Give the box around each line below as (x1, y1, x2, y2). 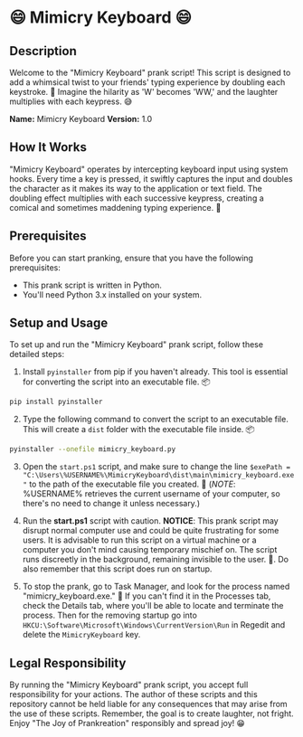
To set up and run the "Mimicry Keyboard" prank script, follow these (9, 339, 264, 350)
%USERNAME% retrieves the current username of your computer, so (22, 488, 280, 499)
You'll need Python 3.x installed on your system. (22, 288, 202, 300)
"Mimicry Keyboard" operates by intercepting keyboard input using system (9, 164, 289, 175)
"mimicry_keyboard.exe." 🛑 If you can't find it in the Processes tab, (22, 591, 271, 601)
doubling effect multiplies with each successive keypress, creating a (9, 193, 264, 203)
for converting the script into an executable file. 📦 (22, 376, 211, 387)
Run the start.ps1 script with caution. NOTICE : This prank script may (22, 515, 279, 526)
